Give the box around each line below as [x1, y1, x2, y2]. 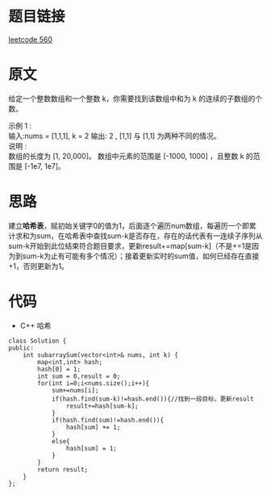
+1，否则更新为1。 [8, 261, 69, 271]
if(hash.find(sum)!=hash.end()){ [51, 416, 164, 424]
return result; [37, 465, 89, 473]
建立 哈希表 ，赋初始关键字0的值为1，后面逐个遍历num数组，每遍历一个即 [8, 220, 250, 230]
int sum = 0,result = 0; [37, 372, 121, 380]
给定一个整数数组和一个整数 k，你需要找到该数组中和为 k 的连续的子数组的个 [8, 94, 263, 103]
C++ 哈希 [19, 321, 52, 330]
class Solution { [8, 337, 67, 345]
